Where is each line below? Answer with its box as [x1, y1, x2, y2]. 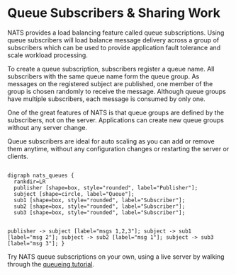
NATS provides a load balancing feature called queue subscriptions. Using [7, 28, 225, 37]
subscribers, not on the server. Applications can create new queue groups [7, 115, 225, 124]
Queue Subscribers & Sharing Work [7, 5, 221, 21]
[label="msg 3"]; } [7, 240, 65, 247]
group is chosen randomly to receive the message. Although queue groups [7, 87, 227, 95]
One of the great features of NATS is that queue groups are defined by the [7, 108, 225, 117]
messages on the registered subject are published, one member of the [7, 79, 213, 88]
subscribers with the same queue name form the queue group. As [7, 72, 200, 81]
